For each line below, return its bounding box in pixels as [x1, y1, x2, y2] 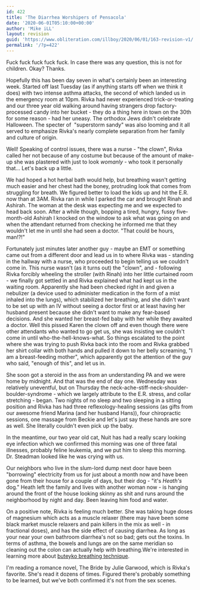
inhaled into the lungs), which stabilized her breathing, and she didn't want [6, 296, 190, 303]
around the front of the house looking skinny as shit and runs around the [6, 489, 184, 497]
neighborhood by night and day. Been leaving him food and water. [6, 496, 168, 503]
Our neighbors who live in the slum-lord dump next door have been [6, 464, 172, 471]
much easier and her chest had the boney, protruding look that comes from [6, 182, 191, 189]
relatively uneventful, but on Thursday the [6, 384, 109, 391]
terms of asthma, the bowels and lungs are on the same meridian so [6, 540, 173, 547]
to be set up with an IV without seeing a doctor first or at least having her [6, 302, 186, 309]
